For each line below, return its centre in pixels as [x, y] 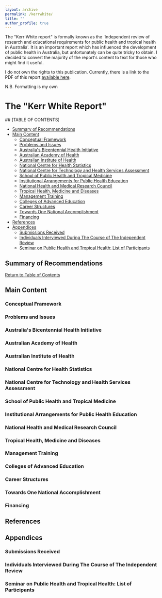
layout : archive [21, 9]
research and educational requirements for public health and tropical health [81, 42]
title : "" [15, 18]
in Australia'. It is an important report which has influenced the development [81, 47]
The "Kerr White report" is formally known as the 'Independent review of [77, 37]
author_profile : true [27, 23]
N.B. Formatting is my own [32, 87]
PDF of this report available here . [38, 77]
